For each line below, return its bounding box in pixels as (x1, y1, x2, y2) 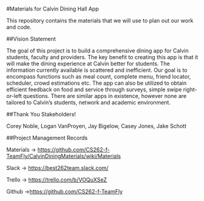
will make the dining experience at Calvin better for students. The (6, 60, 171, 67)
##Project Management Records (6, 134, 88, 141)
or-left (6, 93, 23, 99)
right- (183, 86, 197, 93)
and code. (6, 24, 32, 30)
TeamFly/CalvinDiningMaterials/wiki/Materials (6, 152, 121, 160)
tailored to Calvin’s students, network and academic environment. (6, 99, 171, 106)
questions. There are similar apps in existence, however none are (23, 93, 187, 99)
